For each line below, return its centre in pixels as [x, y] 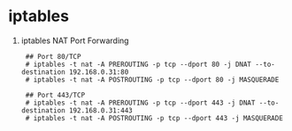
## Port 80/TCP [53, 56]
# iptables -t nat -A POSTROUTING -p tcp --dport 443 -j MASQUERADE [154, 118]
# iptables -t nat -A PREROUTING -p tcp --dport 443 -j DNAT [140, 103]
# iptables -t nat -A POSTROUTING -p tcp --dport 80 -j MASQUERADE [152, 80]
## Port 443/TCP [55, 95]
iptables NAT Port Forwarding [75, 40]
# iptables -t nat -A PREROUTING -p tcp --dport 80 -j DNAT [138, 64]
